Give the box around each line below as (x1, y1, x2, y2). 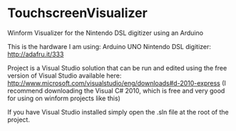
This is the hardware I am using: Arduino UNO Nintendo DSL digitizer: (7, 42, 212, 51)
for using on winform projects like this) (7, 94, 121, 103)
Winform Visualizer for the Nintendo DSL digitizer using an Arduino (7, 28, 204, 37)
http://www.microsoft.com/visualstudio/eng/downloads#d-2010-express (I (7, 78, 227, 87)
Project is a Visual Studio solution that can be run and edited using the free (7, 63, 227, 72)
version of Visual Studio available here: (7, 71, 122, 80)
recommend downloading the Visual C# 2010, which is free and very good (7, 86, 225, 95)
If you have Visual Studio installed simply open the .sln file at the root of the (7, 108, 230, 116)
